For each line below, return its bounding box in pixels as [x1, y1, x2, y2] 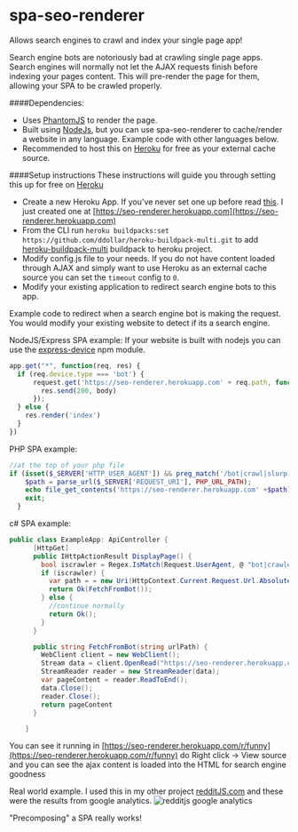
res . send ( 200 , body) [41, 386, 117, 396]
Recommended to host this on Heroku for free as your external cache [21, 143, 277, 154]
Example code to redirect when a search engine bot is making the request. [9, 308, 281, 318]
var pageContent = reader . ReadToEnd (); [41, 676, 189, 684]
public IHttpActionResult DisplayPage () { [32, 552, 192, 561]
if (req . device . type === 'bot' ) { [17, 370, 145, 379]
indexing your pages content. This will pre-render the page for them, [9, 70, 260, 81]
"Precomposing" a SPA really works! [9, 812, 142, 823]
